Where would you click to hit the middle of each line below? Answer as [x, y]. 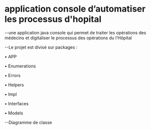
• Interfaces [17, 103]
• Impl [11, 94]
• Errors [12, 75]
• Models [14, 113]
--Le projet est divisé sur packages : [41, 47]
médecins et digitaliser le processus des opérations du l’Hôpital [68, 38]
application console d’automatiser [75, 9]
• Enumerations [20, 66]
